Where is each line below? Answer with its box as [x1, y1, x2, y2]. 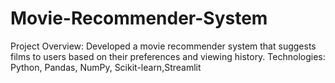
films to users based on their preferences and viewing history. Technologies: [10, 50, 326, 62]
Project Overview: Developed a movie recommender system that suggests [10, 40, 317, 52]
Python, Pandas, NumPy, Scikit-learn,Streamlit [10, 61, 202, 73]
